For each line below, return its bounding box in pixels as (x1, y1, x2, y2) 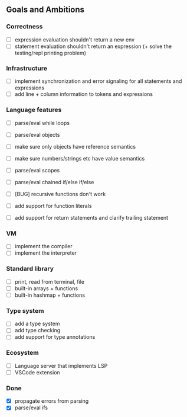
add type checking (14, 327, 61, 334)
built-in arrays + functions (14, 284, 78, 292)
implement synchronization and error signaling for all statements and (14, 78, 182, 85)
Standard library (6, 265, 54, 273)
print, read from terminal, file (14, 278, 84, 285)
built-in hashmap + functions (14, 291, 86, 299)
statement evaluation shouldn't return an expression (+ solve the (14, 43, 172, 50)
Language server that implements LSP (14, 362, 108, 369)
